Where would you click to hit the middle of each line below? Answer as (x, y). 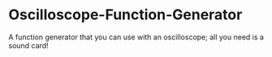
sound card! (28, 45)
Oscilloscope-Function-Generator (125, 15)
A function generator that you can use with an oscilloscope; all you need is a (136, 37)
